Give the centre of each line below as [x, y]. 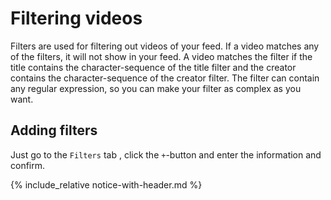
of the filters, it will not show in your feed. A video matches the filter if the [161, 56]
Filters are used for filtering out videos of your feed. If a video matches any [165, 46]
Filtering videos [76, 18]
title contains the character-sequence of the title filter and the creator [153, 67]
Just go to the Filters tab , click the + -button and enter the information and [166, 154]
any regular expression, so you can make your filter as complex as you [156, 88]
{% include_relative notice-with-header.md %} [106, 184]
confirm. [28, 165]
